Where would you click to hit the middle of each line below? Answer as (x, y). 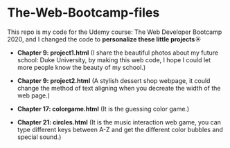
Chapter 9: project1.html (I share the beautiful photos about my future (118, 53)
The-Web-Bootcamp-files (83, 13)
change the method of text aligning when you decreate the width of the (119, 88)
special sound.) (39, 137)
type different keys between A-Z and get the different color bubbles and (120, 129)
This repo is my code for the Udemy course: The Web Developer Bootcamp (115, 32)
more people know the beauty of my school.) (81, 67)
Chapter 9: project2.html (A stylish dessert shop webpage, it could (114, 80)
